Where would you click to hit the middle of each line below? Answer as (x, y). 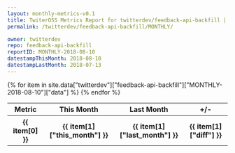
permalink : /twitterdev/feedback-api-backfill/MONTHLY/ (90, 26)
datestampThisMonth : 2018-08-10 (54, 59)
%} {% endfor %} (95, 92)
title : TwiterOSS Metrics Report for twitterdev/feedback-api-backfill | (117, 20)
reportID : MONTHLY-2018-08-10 (51, 52)
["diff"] (202, 135)
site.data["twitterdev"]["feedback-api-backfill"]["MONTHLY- (135, 85)
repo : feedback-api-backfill (50, 46)
